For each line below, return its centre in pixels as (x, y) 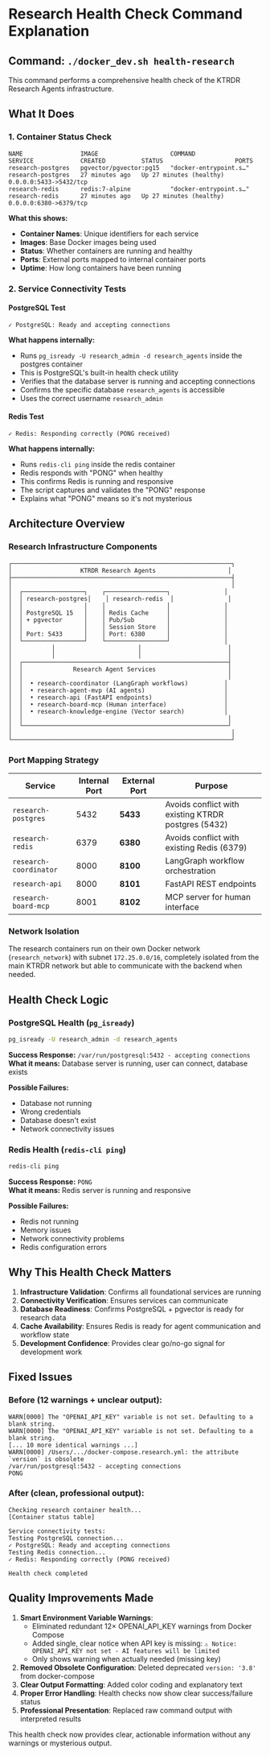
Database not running (56, 1103)
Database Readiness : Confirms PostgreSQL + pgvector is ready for (132, 1309)
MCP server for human (208, 897)
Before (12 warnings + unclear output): (86, 1400)
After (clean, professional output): (76, 1493)
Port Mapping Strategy (53, 760)
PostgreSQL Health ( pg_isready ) (72, 1022)
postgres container (51, 364)
